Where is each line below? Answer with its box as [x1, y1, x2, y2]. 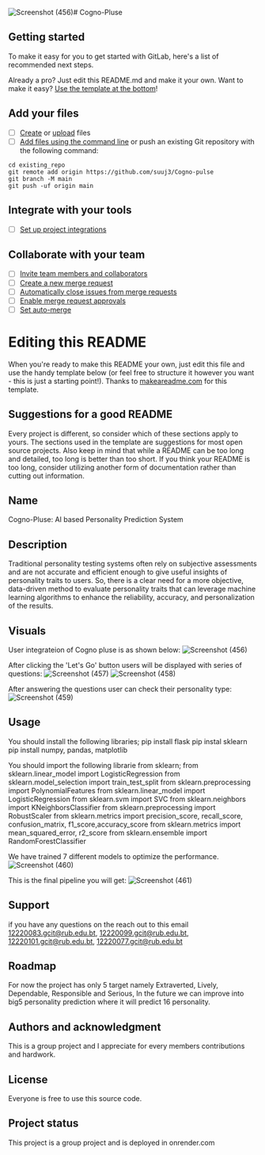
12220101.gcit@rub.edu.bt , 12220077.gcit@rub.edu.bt [8, 936, 184, 946]
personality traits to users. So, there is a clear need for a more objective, [8, 576, 244, 585]
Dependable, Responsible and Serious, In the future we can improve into [8, 988, 244, 999]
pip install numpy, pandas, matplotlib [8, 745, 128, 754]
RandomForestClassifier [8, 836, 87, 846]
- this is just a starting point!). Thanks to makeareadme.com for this [8, 376, 228, 386]
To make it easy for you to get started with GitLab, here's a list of [8, 52, 219, 61]
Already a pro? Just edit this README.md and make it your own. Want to [8, 75, 244, 85]
